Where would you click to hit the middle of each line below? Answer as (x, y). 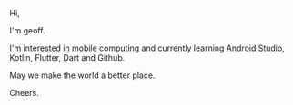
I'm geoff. (27, 30)
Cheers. (24, 93)
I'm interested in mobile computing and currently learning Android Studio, (147, 48)
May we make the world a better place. (82, 75)
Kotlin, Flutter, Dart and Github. (67, 57)
